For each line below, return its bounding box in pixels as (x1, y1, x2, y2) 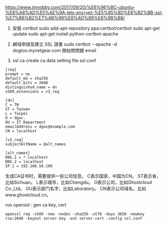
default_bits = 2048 (5, 80, 49, 85)
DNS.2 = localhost (5, 159, 44, 164)
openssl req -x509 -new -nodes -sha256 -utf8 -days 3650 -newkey (5, 211, 144, 216)
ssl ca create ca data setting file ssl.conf (12, 58, 96, 63)
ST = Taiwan (5, 107, 30, 112)
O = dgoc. (5, 115, 26, 120)
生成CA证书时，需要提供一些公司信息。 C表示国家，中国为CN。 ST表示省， (5, 173, 161, 179)
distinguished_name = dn (5, 85, 57, 90)
